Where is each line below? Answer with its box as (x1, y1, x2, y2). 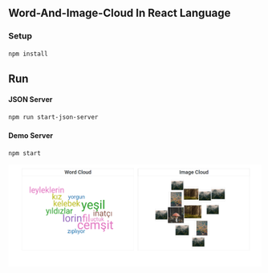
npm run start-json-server (8, 113, 99, 121)
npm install (8, 50, 48, 58)
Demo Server (8, 130, 54, 140)
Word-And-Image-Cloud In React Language (8, 6, 231, 20)
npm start (8, 149, 42, 157)
